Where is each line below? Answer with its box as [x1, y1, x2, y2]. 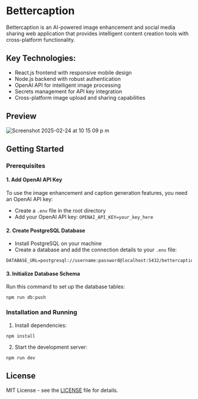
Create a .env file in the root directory [14, 207, 106, 214]
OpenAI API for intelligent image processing [14, 81, 121, 89]
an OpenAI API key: [6, 196, 53, 203]
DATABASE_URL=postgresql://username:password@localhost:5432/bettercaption [6, 258, 196, 264]
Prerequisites [6, 161, 45, 169]
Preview [6, 111, 37, 122]
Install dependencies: [14, 322, 67, 329]
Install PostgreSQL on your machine [14, 240, 102, 247]
